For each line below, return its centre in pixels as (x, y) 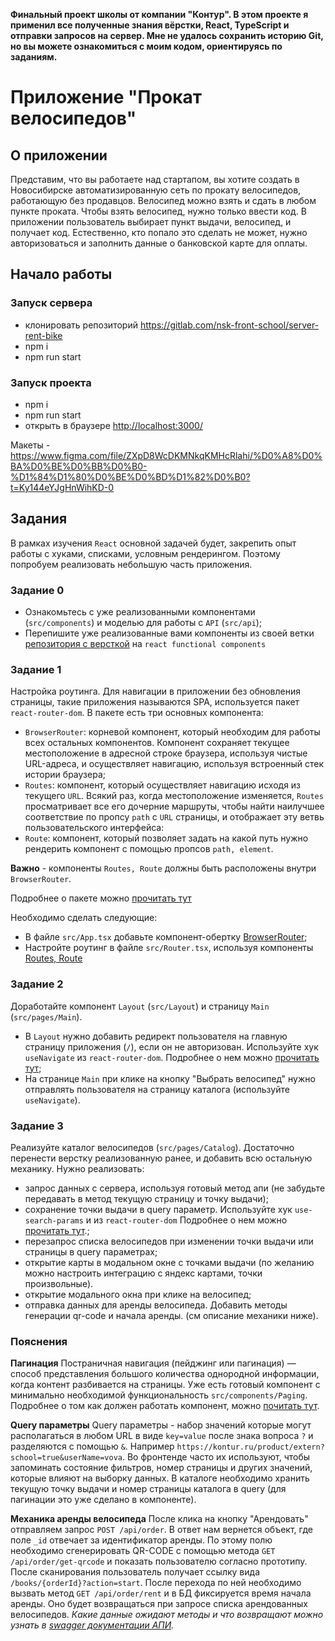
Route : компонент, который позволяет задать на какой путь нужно (166, 838)
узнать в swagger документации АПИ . (92, 1625)
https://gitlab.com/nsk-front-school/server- (229, 325)
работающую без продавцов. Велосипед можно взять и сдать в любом (163, 200)
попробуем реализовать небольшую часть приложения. (131, 564)
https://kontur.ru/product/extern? (250, 1447)
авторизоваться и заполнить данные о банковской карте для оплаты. (159, 243)
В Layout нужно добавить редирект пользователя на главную (156, 1036)
